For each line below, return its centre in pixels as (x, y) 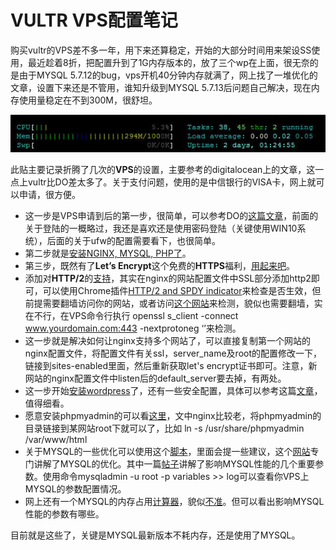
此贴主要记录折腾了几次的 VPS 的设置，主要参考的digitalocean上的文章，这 (163, 170)
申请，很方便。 (49, 195)
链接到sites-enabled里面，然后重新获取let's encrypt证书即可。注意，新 (171, 366)
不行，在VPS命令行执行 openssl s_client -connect (136, 316)
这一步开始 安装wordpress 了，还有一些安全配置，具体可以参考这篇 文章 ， (173, 391)
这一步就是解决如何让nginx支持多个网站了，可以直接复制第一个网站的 (167, 341)
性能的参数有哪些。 (64, 514)
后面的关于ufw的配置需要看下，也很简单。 (133, 241)
